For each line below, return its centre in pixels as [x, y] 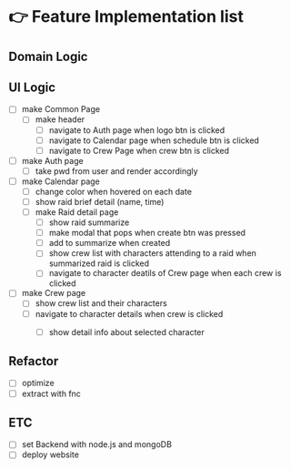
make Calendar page [61, 181]
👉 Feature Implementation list [126, 17]
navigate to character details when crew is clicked [129, 313]
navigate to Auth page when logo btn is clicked [137, 130]
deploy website [50, 454]
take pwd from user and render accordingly [116, 171]
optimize [38, 383]
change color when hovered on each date [114, 191]
